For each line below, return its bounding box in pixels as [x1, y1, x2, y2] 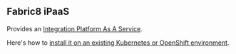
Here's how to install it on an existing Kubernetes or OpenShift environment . [6, 38, 230, 47]
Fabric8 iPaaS [6, 6, 69, 18]
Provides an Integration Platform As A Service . [6, 24, 143, 33]
